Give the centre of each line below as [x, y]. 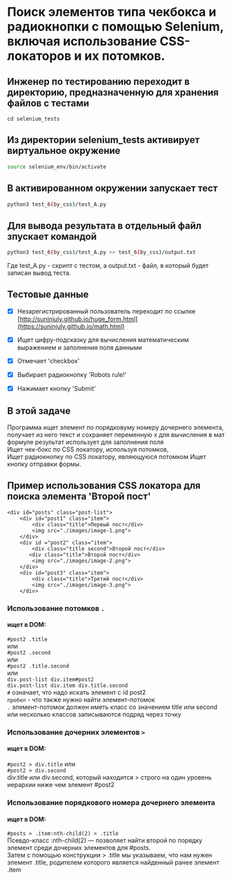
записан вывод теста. [39, 273]
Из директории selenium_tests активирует [104, 140]
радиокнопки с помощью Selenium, [116, 27]
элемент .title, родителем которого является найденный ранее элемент [113, 862]
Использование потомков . [56, 608]
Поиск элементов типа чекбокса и [112, 12]
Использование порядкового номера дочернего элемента [111, 802]
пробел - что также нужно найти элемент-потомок [81, 699]
